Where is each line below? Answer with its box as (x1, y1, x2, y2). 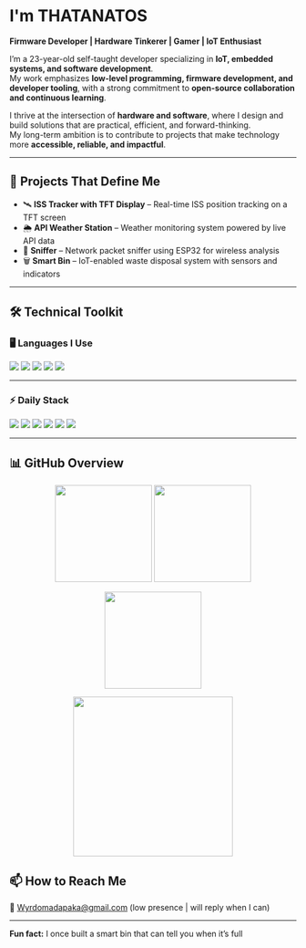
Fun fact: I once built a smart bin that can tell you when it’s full (9, 928, 243, 940)
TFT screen (22, 212, 66, 223)
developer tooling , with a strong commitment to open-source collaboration (9, 82, 296, 93)
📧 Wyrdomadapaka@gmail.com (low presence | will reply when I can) (9, 902, 270, 913)
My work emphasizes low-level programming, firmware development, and (9, 72, 293, 83)
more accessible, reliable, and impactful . (9, 139, 167, 150)
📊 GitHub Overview (9, 455, 125, 471)
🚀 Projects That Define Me (9, 174, 161, 190)
